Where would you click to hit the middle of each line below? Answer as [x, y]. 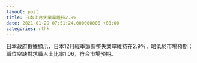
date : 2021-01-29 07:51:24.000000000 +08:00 [63, 23]
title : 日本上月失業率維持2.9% [41, 17]
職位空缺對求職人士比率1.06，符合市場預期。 [61, 54]
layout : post [23, 12]
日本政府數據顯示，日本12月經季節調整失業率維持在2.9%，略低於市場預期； [100, 46]
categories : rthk [28, 28]
